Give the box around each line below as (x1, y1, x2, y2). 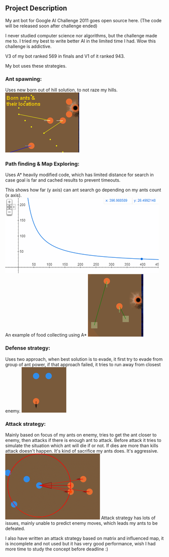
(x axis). (5, 192, 22, 198)
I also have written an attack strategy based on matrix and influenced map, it (5, 535, 164, 541)
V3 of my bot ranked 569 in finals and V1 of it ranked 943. (5, 53, 125, 59)
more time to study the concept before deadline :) (5, 546, 109, 552)
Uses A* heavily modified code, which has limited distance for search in (5, 172, 154, 178)
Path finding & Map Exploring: (5, 160, 79, 168)
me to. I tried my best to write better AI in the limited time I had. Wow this (5, 38, 156, 44)
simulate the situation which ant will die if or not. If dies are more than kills (5, 442, 158, 449)
